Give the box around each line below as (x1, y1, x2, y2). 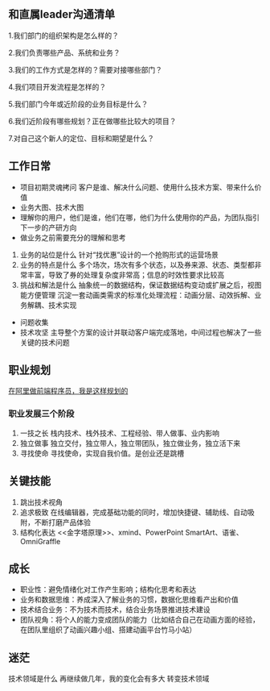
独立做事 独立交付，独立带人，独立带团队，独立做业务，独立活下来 (19, 438, 241, 447)
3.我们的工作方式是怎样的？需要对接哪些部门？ (8, 65, 163, 74)
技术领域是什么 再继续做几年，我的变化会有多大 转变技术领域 (8, 674, 210, 684)
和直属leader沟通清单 (8, 7, 115, 22)
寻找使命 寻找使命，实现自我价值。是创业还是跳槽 (19, 448, 185, 458)
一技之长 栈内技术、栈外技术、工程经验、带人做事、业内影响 (19, 428, 219, 438)
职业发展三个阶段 (8, 408, 75, 419)
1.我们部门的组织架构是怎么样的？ (8, 31, 119, 40)
